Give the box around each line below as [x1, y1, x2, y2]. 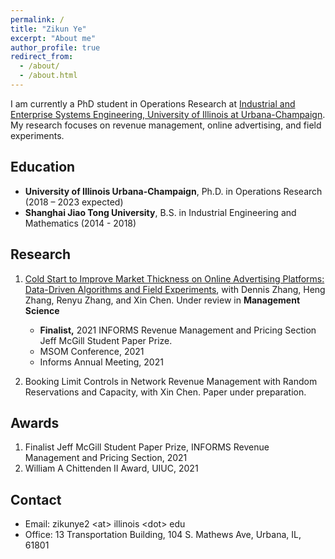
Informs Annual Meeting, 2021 [39, 356, 164, 368]
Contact [10, 491, 62, 508]
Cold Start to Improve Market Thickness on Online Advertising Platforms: [24, 272, 325, 285]
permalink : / [10, 14, 65, 25]
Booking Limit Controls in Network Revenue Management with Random [24, 375, 318, 387]
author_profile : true [10, 42, 101, 53]
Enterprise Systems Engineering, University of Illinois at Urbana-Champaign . [10, 108, 326, 120]
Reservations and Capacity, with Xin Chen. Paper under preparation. [24, 386, 307, 398]
